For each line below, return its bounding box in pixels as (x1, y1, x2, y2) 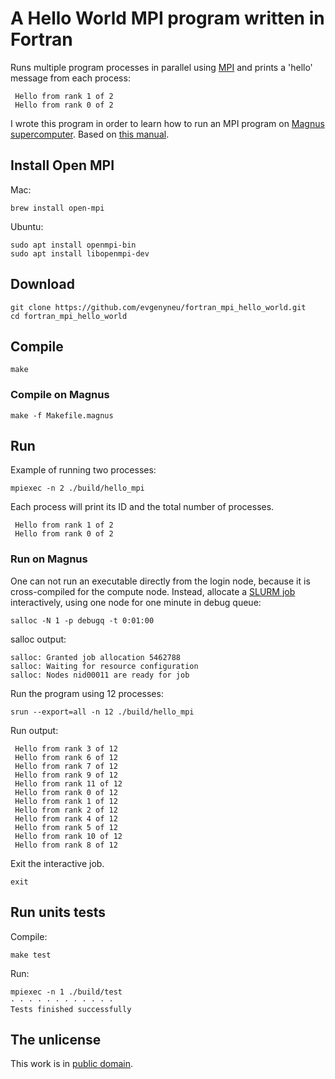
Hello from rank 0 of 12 (14, 787, 118, 797)
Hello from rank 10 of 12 (14, 831, 123, 841)
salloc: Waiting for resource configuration (10, 661, 199, 671)
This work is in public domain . (10, 1058, 134, 1070)
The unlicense (10, 1031, 102, 1048)
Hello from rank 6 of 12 (14, 752, 118, 762)
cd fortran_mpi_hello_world (10, 311, 128, 321)
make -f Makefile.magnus (10, 410, 114, 421)
